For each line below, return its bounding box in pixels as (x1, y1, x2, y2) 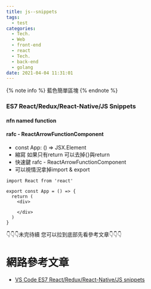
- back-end (11, 59, 39, 64)
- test (11, 20, 28, 26)
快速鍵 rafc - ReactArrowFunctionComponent (14, 158, 127, 165)
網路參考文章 (6, 256, 70, 269)
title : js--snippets (6, 8, 58, 15)
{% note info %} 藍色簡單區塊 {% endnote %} (6, 87, 118, 94)
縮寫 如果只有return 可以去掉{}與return (14, 150, 110, 158)
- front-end (11, 42, 42, 48)
